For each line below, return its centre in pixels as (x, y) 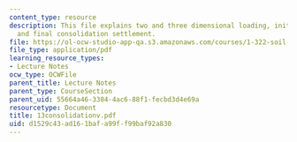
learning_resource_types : (57, 58)
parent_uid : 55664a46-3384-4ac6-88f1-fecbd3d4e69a (104, 99)
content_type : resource (53, 17)
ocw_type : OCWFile (43, 75)
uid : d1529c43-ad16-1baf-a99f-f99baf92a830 (91, 124)
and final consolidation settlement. (87, 34)
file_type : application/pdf (61, 50)
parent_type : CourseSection (61, 91)
